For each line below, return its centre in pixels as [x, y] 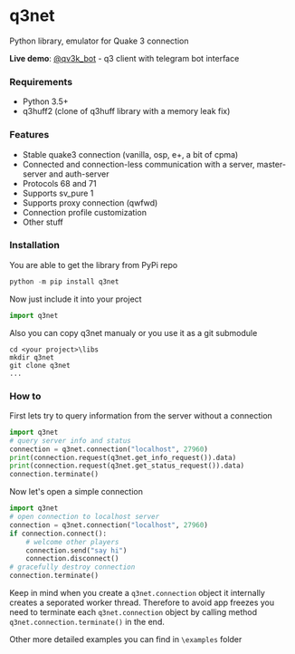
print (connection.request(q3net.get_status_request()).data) [127, 466]
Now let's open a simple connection [76, 492]
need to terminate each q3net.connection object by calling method [133, 612]
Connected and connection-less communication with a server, [138, 164]
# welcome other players [72, 542]
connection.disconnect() [72, 559]
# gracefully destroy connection [72, 567]
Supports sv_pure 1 [58, 193]
